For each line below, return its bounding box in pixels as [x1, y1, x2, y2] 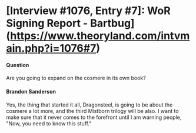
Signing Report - [6, 16, 88, 30]
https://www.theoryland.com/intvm [10, 29, 190, 42]
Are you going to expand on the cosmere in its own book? [6, 75, 146, 82]
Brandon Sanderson [6, 88, 57, 95]
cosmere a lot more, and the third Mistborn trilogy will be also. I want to [6, 107, 179, 114]
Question [6, 61, 29, 68]
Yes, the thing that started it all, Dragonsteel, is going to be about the [6, 101, 173, 108]
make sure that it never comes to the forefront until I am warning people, [6, 114, 182, 121]
